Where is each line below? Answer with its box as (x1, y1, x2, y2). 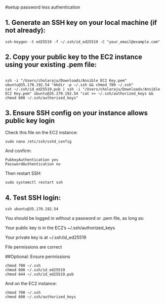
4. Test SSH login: (5, 193, 61, 202)
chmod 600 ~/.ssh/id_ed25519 (5, 267, 65, 273)
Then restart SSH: (5, 170, 42, 176)
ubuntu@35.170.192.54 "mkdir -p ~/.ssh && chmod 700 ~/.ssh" (5, 82, 134, 87)
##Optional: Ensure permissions (5, 253, 71, 259)
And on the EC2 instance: (5, 281, 57, 287)
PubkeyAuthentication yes (5, 157, 58, 162)
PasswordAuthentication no (5, 162, 61, 167)
